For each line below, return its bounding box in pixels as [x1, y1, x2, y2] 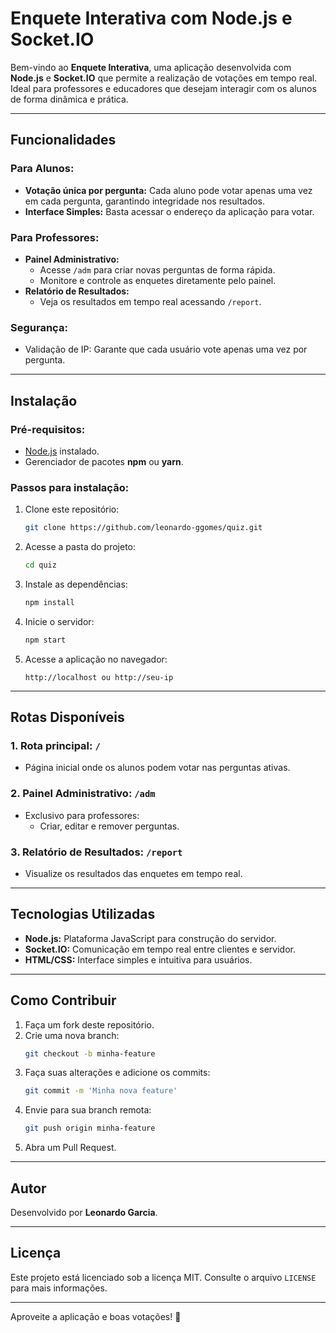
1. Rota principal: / [10, 739, 101, 753]
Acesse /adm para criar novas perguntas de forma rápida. [39, 263, 276, 276]
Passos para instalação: [10, 480, 130, 494]
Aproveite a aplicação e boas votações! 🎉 [10, 1310, 182, 1322]
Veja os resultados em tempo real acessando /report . [39, 295, 262, 307]
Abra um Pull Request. [24, 1142, 117, 1154]
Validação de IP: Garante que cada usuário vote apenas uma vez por [24, 343, 308, 356]
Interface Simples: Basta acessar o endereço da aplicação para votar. [24, 205, 315, 217]
